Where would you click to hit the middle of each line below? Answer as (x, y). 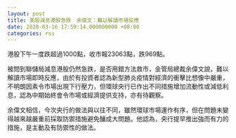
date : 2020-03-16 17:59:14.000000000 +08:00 (73, 27)
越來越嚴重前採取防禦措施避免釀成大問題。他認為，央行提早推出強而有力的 (121, 119)
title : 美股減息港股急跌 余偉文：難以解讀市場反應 (73, 20)
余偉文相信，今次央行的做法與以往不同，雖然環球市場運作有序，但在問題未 (115, 110)
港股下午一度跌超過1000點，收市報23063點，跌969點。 (88, 54)
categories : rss (31, 33)
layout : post (26, 14)
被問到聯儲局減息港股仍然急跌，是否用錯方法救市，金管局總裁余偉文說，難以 (118, 69)
